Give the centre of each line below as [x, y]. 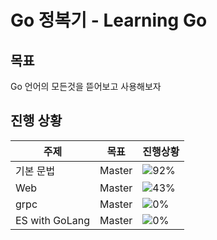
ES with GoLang [52, 220]
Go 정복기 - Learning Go [109, 20]
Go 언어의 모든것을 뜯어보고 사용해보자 [86, 86]
